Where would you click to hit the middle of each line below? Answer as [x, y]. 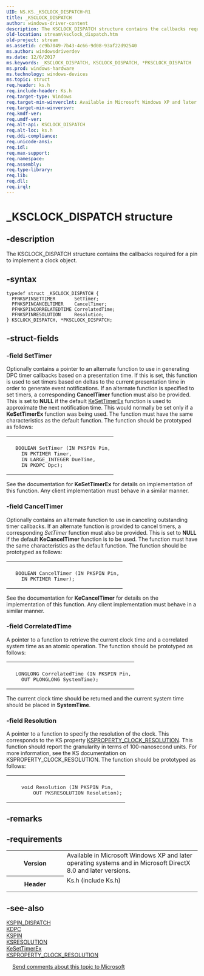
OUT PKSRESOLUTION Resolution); [78, 793]
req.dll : [17, 181]
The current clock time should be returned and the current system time [95, 698]
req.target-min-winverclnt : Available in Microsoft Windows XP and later [102, 102]
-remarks [24, 818]
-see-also [25, 908]
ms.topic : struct [28, 80]
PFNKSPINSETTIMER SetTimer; [55, 299]
